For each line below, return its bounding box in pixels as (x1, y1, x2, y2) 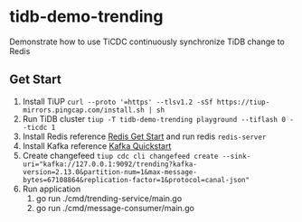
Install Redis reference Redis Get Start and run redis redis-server (22, 131, 267, 142)
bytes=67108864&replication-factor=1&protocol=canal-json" (22, 175, 250, 184)
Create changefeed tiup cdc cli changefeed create (22, 150, 219, 161)
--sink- (222, 152, 251, 161)
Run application (22, 183, 81, 194)
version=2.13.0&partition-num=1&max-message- (22, 167, 197, 177)
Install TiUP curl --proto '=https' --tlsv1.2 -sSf (22, 96, 213, 106)
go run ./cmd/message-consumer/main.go (35, 202, 194, 213)
